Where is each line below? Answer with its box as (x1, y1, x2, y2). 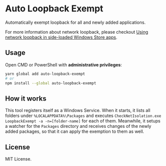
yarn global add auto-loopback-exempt (5, 71, 85, 76)
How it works (5, 94, 47, 103)
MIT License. (5, 156, 32, 162)
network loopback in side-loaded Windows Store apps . (5, 34, 117, 40)
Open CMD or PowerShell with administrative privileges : (5, 61, 122, 67)
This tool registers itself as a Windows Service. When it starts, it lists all (5, 108, 151, 113)
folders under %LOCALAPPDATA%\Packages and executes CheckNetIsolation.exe (5, 112, 162, 119)
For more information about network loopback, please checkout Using (5, 29, 149, 35)
